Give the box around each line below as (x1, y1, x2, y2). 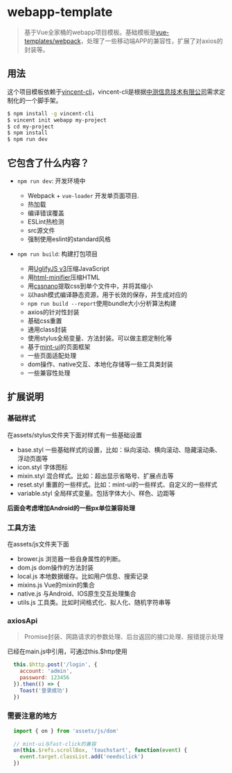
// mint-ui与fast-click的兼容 (13, 740, 97, 747)
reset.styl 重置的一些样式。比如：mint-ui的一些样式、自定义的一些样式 (17, 480, 218, 489)
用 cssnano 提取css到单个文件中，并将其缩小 (27, 282, 153, 290)
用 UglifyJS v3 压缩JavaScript (27, 264, 109, 272)
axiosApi (7, 616, 38, 626)
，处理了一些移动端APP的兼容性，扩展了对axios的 (80, 36, 223, 45)
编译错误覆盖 (27, 209, 64, 217)
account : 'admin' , (19, 668, 73, 675)
